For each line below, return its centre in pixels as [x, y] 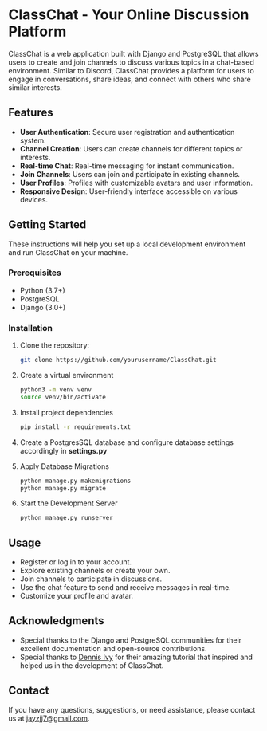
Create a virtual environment [67, 375]
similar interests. [35, 87]
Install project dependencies [67, 412]
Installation [31, 328]
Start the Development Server [69, 503]
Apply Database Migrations [65, 466]
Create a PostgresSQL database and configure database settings [126, 442]
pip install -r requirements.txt [75, 427]
